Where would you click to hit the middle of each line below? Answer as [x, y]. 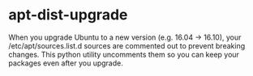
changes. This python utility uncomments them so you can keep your [124, 54]
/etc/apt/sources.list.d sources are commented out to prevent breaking [127, 45]
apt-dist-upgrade [68, 15]
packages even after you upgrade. [66, 63]
